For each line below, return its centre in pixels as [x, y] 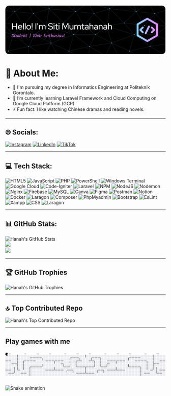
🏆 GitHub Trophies [36, 273]
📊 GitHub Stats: [31, 224]
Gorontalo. [24, 93]
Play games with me [38, 341]
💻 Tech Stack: [29, 166]
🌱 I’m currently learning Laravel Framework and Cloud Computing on [84, 98]
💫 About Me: [32, 73]
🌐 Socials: [22, 132]
